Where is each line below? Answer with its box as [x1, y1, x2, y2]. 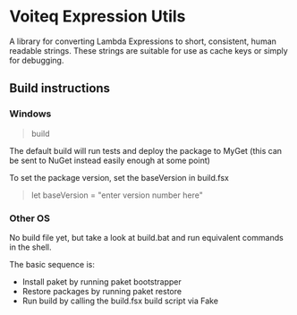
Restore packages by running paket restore [21, 285, 182, 296]
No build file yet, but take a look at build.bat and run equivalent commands [9, 232, 284, 243]
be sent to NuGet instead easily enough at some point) [9, 155, 210, 166]
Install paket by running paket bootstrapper [21, 276, 182, 287]
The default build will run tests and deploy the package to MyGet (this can [9, 145, 283, 156]
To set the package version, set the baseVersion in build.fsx [9, 172, 230, 183]
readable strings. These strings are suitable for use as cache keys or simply [9, 45, 288, 55]
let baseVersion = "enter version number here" [30, 190, 203, 200]
